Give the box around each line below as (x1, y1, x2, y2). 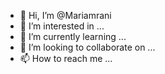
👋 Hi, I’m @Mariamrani (19, 10, 112, 21)
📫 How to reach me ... (19, 53, 113, 64)
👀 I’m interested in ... (19, 20, 105, 32)
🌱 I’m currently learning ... (19, 31, 127, 42)
